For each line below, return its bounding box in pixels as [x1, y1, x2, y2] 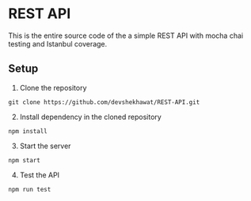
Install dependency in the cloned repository [19, 112, 162, 121]
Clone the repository [19, 83, 87, 92]
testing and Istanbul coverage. [8, 39, 108, 48]
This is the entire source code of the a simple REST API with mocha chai [8, 31, 244, 40]
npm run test [8, 185, 51, 193]
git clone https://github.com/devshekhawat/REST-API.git [8, 98, 200, 106]
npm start [8, 156, 41, 164]
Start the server [19, 141, 71, 151]
